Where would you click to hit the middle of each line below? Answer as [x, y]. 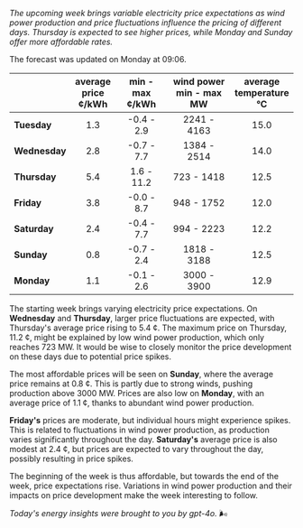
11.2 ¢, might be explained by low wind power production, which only [137, 337]
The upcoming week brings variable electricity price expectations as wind [147, 13]
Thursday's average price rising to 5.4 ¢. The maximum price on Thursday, [148, 328]
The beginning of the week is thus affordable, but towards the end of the [144, 476]
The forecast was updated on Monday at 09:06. [98, 59]
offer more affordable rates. [61, 42]
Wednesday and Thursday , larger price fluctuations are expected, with [142, 318]
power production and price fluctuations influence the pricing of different [146, 23]
